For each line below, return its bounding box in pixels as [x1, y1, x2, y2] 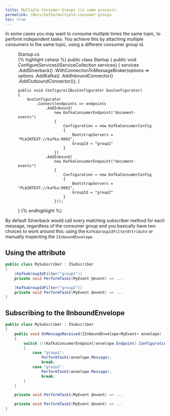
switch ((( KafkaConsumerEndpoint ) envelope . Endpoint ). [23, 341, 139, 346]
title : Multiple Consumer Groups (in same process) [5, 7, 116, 13]
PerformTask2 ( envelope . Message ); [41, 369, 112, 374]
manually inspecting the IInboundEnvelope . [5, 234, 94, 240]
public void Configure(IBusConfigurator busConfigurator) [18, 88, 143, 93]
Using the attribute [5, 248, 66, 257]
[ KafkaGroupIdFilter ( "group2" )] [14, 285, 82, 290]
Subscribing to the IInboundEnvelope [5, 309, 125, 317]
